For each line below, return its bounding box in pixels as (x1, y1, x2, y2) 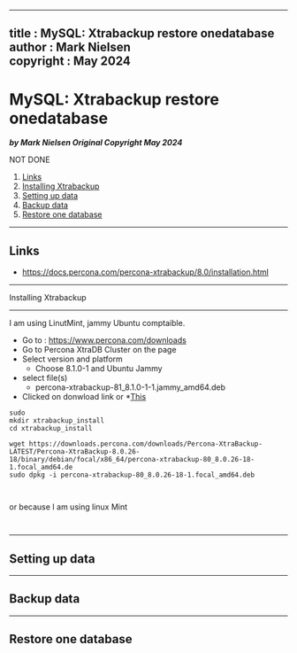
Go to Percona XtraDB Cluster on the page (21, 345, 177, 355)
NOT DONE (9, 154, 50, 165)
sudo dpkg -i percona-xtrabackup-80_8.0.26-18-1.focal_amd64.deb (9, 470, 255, 479)
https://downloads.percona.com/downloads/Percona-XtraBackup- (28, 439, 263, 448)
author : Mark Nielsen (9, 40, 131, 55)
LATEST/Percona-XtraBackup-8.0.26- (9, 447, 141, 456)
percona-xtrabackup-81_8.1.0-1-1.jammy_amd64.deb (34, 382, 225, 393)
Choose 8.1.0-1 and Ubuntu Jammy (34, 363, 163, 374)
